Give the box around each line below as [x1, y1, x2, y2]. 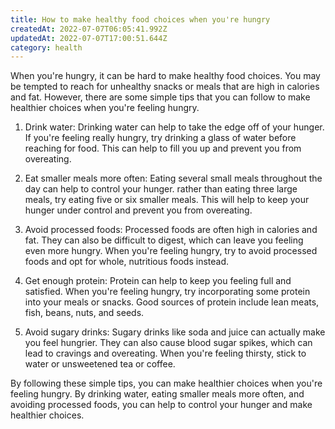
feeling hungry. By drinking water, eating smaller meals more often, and [10, 388, 305, 400]
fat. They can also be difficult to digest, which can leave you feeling [24, 234, 304, 246]
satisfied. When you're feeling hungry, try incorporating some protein [24, 286, 311, 298]
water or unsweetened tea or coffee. [24, 358, 176, 370]
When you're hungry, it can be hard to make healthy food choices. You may [10, 70, 321, 82]
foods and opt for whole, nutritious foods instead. [24, 256, 230, 268]
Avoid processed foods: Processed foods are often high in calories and [24, 224, 318, 236]
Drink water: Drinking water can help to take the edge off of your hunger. [24, 121, 325, 133]
